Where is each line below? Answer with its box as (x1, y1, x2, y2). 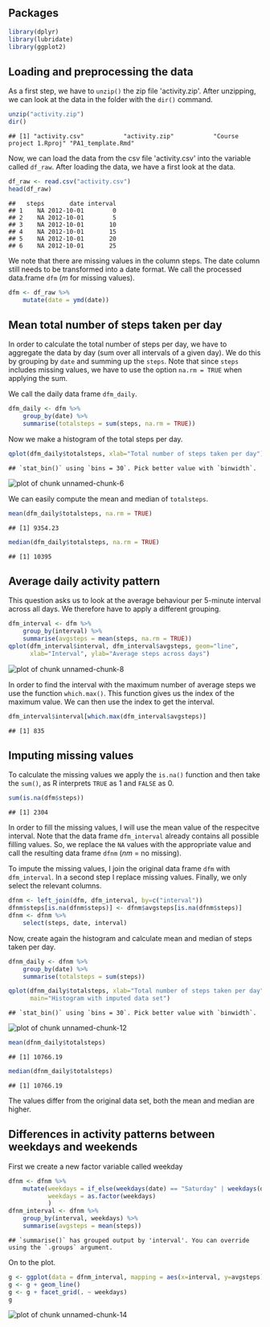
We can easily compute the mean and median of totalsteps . (8, 494, 209, 503)
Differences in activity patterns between (8, 1128, 215, 1141)
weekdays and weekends (8, 1141, 138, 1154)
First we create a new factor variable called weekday (8, 1161, 183, 1171)
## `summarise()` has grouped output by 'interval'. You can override (8, 1236, 250, 1244)
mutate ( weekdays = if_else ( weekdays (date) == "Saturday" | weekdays (22, 1185, 257, 1193)
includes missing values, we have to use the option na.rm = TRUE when (8, 365, 243, 375)
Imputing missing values (8, 749, 134, 763)
